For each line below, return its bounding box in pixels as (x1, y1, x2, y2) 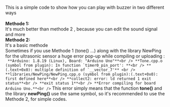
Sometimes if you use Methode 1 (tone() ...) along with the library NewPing (5, 48, 161, 53)
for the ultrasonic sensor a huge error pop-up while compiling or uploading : (5, 53, 165, 59)
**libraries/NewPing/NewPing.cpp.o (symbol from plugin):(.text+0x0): (5, 72, 158, 77)
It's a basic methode (5, 42, 48, 48)
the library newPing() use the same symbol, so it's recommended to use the (5, 91, 165, 96)
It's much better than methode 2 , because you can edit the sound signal (5, 26, 158, 32)
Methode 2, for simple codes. (5, 96, 67, 102)
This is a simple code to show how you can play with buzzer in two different (5, 5, 164, 10)
